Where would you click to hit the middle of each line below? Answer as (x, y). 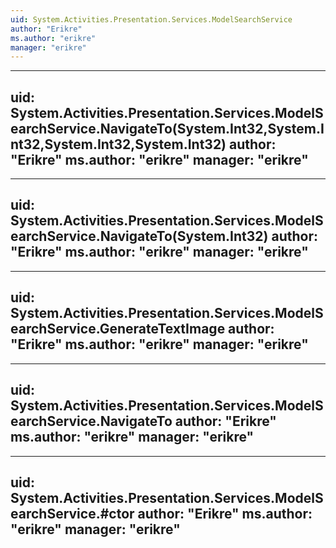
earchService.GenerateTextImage (118, 329)
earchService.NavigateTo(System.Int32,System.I (167, 128)
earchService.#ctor (72, 513)
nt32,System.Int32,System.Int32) (118, 144)
